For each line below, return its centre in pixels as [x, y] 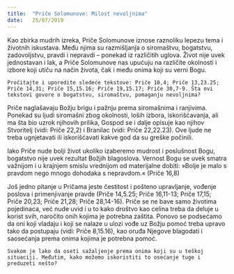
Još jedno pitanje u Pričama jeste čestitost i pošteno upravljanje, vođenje [112, 186]
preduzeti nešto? [32, 263]
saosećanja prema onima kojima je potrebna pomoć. [82, 238]
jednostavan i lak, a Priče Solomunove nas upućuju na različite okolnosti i [112, 62]
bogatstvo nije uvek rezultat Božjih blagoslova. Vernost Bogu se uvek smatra [117, 158]
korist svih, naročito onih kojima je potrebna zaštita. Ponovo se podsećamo [115, 216]
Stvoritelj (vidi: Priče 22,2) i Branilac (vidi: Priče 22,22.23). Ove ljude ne [109, 130]
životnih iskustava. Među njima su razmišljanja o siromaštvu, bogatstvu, [110, 47]
